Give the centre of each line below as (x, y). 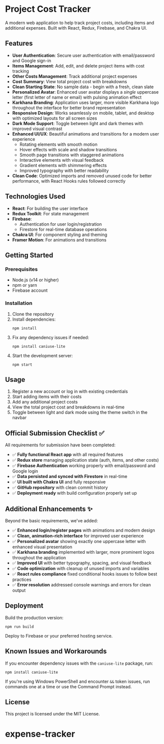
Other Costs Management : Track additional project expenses (75, 76)
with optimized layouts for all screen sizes (55, 118)
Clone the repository (33, 314)
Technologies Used (35, 196)
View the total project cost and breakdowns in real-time (68, 407)
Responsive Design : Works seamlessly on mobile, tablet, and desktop (83, 113)
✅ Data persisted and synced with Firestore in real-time (70, 476)
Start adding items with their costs (47, 397)
